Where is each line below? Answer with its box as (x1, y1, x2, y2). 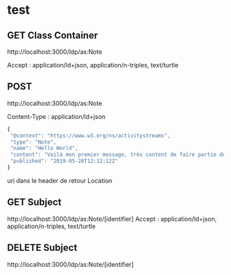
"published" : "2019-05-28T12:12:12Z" (10, 157, 118, 165)
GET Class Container (7, 30, 98, 41)
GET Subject (7, 197, 62, 208)
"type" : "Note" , (10, 138, 57, 146)
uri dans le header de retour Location (7, 176, 113, 184)
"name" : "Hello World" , (10, 145, 78, 152)
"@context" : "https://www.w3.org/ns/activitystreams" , (10, 132, 170, 139)
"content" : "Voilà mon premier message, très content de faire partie (10, 151, 217, 158)
